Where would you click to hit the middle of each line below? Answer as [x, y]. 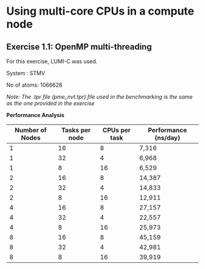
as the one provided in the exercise [51, 103]
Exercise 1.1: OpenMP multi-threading [79, 47]
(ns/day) [167, 138]
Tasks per [76, 130]
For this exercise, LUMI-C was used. [52, 61]
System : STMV [26, 73]
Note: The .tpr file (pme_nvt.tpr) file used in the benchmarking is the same [100, 97]
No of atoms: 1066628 [34, 85]
